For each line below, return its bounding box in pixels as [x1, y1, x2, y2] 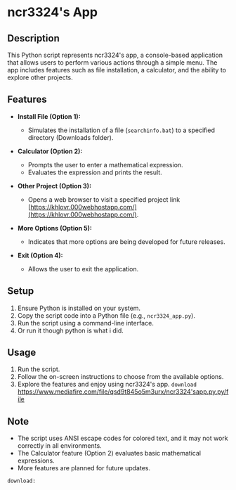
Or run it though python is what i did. [17, 326, 124, 335]
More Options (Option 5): [17, 224, 93, 232]
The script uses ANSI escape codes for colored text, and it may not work [17, 434, 228, 443]
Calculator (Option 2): [17, 147, 83, 155]
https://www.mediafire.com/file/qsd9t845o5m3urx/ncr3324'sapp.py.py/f [17, 387, 229, 396]
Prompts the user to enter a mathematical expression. [27, 160, 184, 169]
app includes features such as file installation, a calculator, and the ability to [7, 66, 227, 74]
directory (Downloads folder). [27, 133, 114, 141]
